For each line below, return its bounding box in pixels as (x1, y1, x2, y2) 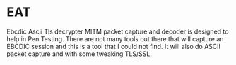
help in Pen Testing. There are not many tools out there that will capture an (6, 34, 224, 43)
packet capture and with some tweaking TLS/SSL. (6, 50, 153, 58)
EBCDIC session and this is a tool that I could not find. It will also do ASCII (6, 42, 220, 50)
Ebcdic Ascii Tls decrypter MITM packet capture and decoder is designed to (6, 27, 229, 36)
